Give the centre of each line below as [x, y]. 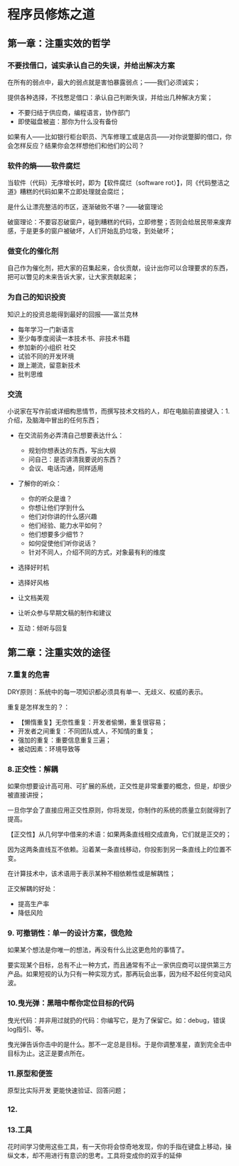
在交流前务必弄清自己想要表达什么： [71, 436]
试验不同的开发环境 [46, 356]
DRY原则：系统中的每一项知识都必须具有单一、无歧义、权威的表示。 [107, 692]
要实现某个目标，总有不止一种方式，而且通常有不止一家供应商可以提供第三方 [119, 965]
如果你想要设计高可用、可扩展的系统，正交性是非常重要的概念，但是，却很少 [119, 786]
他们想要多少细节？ [57, 534]
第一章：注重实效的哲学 [59, 43]
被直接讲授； [26, 795]
